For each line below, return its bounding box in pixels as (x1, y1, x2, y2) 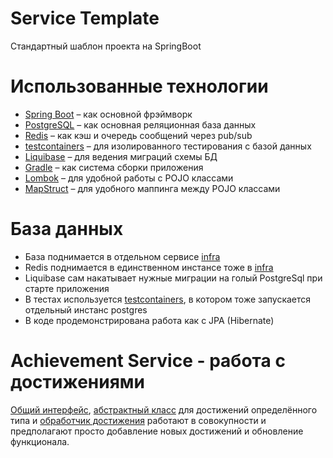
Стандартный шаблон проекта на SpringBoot (10, 40, 202, 52)
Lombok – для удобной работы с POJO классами (24, 172, 234, 184)
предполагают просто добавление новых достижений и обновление (10, 425, 304, 437)
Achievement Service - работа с (10, 350, 286, 372)
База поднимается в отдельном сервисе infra (24, 250, 221, 262)
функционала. (10, 435, 70, 447)
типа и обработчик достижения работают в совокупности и (10, 414, 267, 426)
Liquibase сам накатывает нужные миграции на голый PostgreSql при (24, 272, 323, 284)
